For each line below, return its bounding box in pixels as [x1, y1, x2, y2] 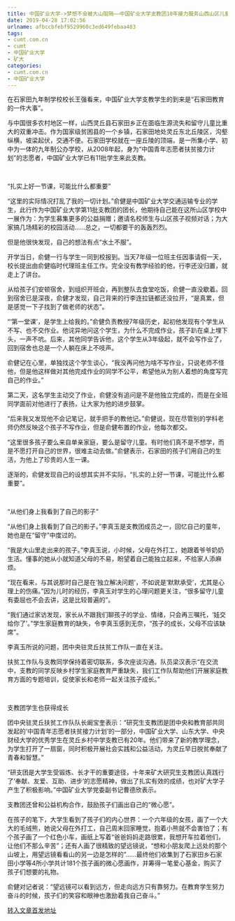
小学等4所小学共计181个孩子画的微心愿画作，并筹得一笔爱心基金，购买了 [13, 859, 222, 867]
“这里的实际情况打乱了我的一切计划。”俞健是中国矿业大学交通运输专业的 [7, 197, 212, 205]
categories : [7, 62, 42, 69]
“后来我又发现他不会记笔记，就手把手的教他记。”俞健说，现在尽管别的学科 [7, 414, 218, 423]
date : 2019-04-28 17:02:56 [7, 17, 86, 24]
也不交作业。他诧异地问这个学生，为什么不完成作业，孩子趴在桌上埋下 [25, 326, 228, 335]
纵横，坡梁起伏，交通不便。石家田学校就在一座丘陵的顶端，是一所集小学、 [7, 136, 222, 145]
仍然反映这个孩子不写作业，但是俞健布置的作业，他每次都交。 [13, 423, 191, 432]
